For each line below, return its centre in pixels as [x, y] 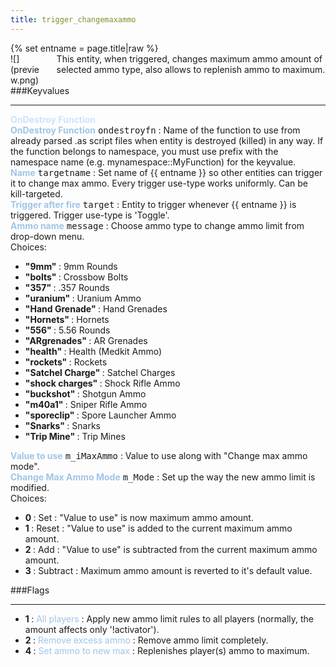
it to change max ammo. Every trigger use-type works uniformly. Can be [159, 183]
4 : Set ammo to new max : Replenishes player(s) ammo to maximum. [167, 650]
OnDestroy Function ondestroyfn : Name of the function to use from [155, 130]
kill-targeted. [36, 193]
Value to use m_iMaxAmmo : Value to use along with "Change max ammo [159, 455]
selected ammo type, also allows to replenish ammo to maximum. [191, 69]
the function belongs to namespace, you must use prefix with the [144, 151]
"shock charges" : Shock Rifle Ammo [102, 383]
